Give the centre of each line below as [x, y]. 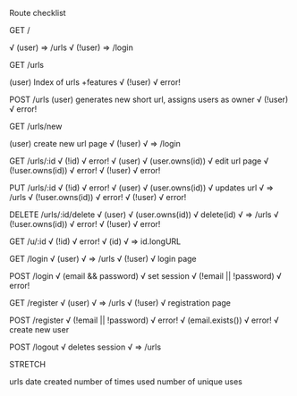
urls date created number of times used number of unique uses [126, 382]
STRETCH [28, 364]
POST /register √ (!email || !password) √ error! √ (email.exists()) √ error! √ [144, 320]
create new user [39, 329]
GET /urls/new [36, 126]
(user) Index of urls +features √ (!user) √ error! [95, 82]
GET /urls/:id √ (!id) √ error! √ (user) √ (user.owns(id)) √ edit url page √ [139, 161]
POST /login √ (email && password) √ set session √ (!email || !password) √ [145, 276]
